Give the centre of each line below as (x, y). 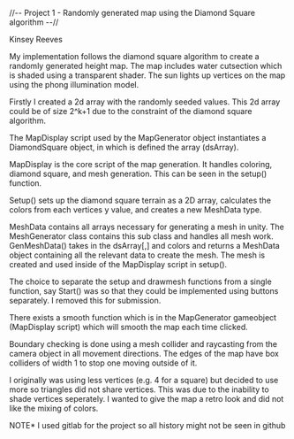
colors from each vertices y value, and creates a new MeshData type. (136, 210)
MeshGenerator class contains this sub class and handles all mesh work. (141, 236)
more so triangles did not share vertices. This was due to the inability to (139, 389)
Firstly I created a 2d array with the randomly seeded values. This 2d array (145, 102)
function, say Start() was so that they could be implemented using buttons (144, 291)
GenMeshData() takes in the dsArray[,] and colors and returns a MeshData (144, 246)
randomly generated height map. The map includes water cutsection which (146, 66)
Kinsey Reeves (36, 39)
